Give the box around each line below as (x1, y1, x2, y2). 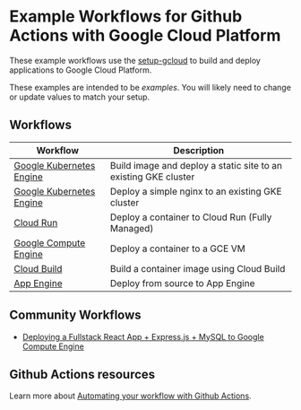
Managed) (110, 222, 154, 234)
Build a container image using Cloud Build (110, 262, 286, 275)
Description (173, 144, 225, 156)
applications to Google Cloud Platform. (9, 65, 152, 75)
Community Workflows (9, 308, 142, 323)
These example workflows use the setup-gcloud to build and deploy (9, 55, 262, 65)
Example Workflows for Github (9, 6, 243, 27)
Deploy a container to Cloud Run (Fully (110, 211, 272, 223)
